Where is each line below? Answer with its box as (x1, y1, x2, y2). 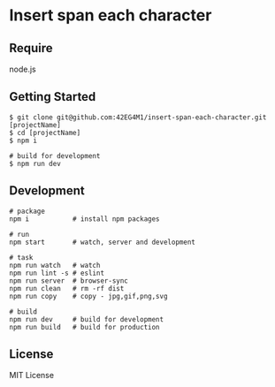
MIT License (9, 370, 55, 381)
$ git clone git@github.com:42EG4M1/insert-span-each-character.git (9, 112, 267, 122)
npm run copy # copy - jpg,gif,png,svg (9, 292, 168, 300)
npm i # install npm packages (9, 214, 161, 224)
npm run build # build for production (9, 322, 161, 331)
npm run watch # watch (9, 261, 101, 269)
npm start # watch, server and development (9, 238, 196, 247)
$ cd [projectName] (9, 128, 81, 137)
